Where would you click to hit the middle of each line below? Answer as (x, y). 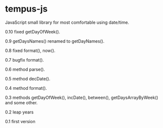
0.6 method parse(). (25, 69)
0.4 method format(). (26, 88)
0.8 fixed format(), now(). (30, 50)
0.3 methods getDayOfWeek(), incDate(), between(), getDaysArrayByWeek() (82, 97)
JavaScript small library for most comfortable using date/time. (67, 22)
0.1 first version (20, 121)
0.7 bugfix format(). (25, 60)
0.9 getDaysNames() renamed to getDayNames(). (55, 41)
